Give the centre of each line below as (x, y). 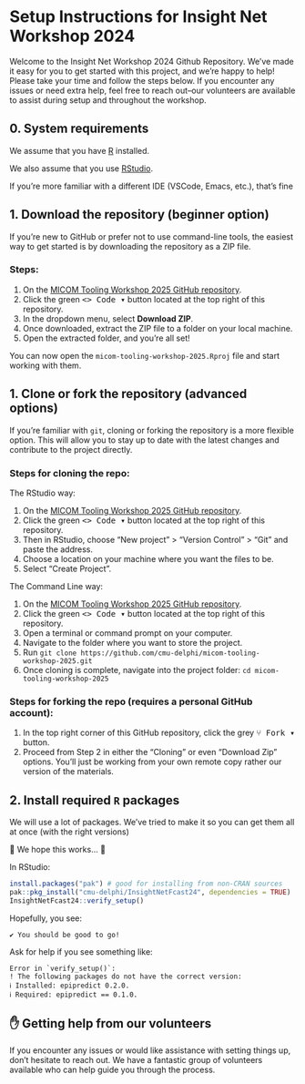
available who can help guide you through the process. (112, 1069)
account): (31, 712)
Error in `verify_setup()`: (63, 968)
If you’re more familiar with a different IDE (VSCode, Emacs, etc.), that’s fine (152, 186)
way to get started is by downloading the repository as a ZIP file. (130, 246)
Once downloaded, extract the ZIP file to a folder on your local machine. (158, 328)
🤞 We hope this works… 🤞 (58, 850)
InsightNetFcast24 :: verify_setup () (77, 900)
